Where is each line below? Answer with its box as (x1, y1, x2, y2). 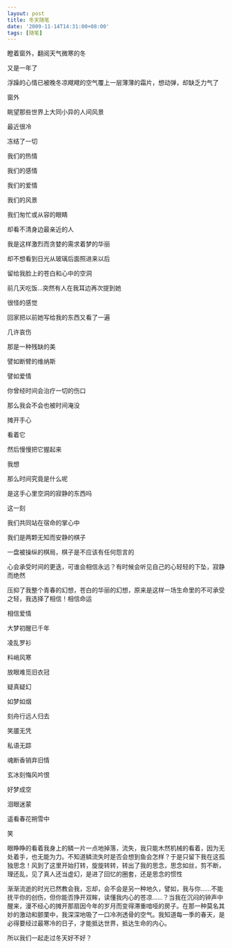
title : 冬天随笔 (7, 17, 50, 23)
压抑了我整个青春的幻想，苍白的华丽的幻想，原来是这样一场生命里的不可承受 (7, 586, 225, 594)
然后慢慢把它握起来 (7, 445, 62, 454)
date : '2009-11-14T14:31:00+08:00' (7, 23, 110, 30)
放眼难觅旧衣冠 (7, 668, 50, 677)
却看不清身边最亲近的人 (7, 225, 74, 233)
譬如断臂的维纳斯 (7, 357, 56, 366)
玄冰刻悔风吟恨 (7, 771, 50, 779)
